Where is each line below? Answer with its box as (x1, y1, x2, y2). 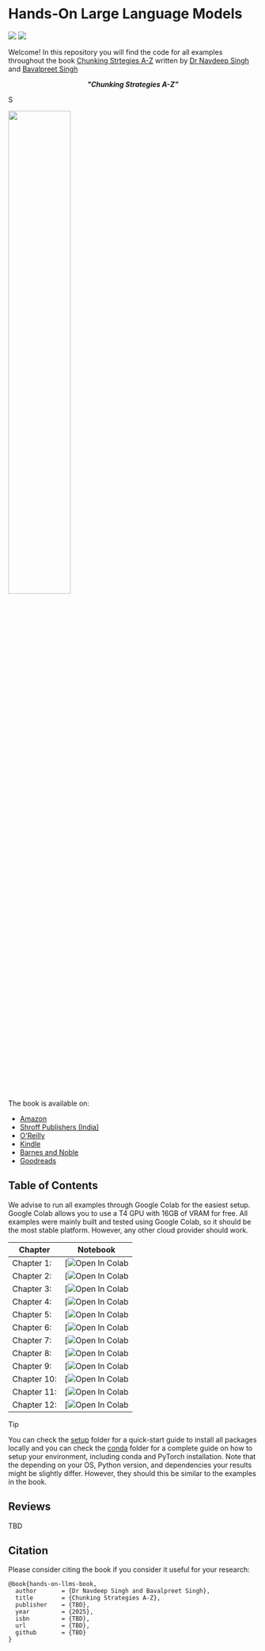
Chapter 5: (12, 1309, 52, 1320)
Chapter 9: (12, 1360, 52, 1371)
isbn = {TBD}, (15, 1615, 90, 1623)
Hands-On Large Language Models (8, 5, 243, 23)
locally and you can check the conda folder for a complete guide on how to (8, 1443, 253, 1453)
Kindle (19, 1139, 41, 1148)
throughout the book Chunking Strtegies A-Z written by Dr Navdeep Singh (8, 55, 249, 65)
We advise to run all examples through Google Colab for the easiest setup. (8, 1200, 251, 1210)
